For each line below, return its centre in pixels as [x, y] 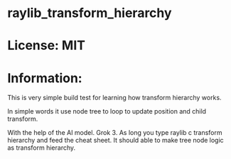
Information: [45, 78]
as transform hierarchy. [42, 148]
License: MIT [46, 46]
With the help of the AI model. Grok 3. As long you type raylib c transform [115, 133]
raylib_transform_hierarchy [90, 13]
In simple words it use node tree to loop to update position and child [107, 111]
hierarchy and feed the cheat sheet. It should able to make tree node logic [116, 141]
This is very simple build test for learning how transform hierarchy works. [114, 98]
